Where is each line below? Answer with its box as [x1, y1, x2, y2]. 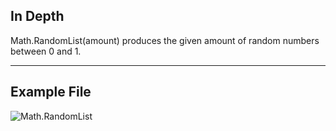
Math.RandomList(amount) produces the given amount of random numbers [10, 34, 320, 46]
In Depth [10, 8, 65, 25]
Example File [10, 84, 92, 101]
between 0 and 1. [10, 45, 82, 57]
